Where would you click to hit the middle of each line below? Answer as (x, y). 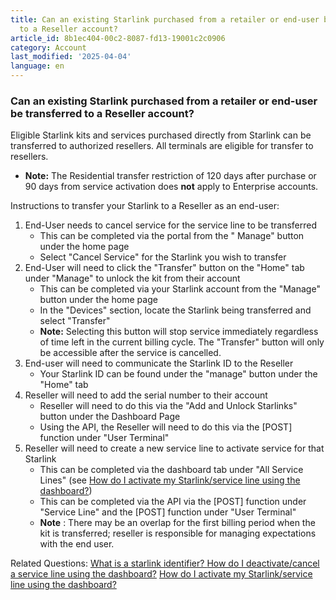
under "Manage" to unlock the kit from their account (132, 278)
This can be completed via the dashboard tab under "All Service (171, 470)
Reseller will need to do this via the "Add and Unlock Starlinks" (168, 406)
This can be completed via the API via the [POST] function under (173, 502)
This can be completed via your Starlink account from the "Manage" (180, 289)
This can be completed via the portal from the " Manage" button (172, 236)
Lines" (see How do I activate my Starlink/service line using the (170, 480)
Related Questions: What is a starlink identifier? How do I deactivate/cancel (165, 563)
